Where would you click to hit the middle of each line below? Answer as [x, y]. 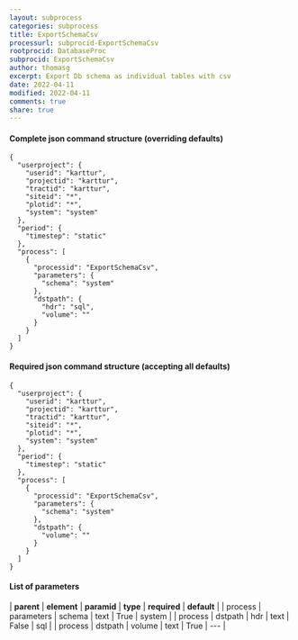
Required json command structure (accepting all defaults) [120, 366]
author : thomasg [40, 68]
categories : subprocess [54, 26]
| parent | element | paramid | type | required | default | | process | [135, 606]
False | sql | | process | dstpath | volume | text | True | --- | [118, 626]
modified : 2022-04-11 [50, 93]
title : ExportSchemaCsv [54, 34]
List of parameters [45, 587]
